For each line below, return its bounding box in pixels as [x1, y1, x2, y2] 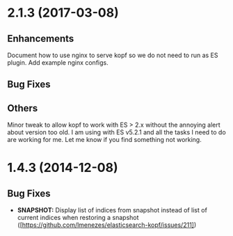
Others [7, 102, 38, 114]
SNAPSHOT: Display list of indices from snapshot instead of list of [17, 206, 207, 214]
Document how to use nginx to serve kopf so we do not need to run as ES [7, 51, 218, 59]
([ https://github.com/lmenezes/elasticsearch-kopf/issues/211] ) [17, 221, 197, 229]
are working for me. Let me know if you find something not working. [7, 136, 202, 144]
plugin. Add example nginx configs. [7, 58, 109, 67]
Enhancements [7, 33, 74, 45]
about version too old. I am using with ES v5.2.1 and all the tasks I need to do [7, 128, 226, 136]
